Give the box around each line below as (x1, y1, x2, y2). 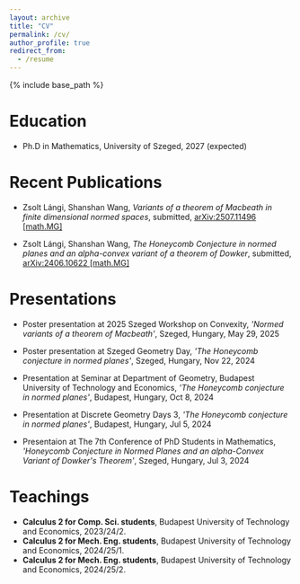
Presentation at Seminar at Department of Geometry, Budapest (22, 372, 255, 383)
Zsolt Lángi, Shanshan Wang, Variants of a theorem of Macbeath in (22, 201, 272, 212)
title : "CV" (9, 22, 54, 31)
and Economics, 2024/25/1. (22, 544, 125, 555)
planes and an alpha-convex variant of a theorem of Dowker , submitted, (22, 248, 292, 259)
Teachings (9, 487, 90, 507)
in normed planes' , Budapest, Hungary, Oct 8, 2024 (22, 392, 214, 403)
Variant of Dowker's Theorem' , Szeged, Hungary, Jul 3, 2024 (22, 455, 250, 465)
